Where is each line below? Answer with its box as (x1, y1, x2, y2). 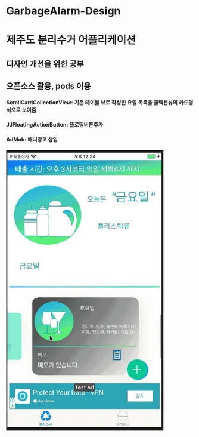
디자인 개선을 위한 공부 (6, 59, 85, 69)
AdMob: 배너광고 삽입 (6, 136, 58, 143)
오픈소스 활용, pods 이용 (6, 81, 91, 91)
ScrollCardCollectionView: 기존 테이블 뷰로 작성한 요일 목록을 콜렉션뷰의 (6, 99, 178, 106)
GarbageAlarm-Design (6, 4, 121, 18)
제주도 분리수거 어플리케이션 (6, 33, 136, 47)
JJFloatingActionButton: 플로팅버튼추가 (6, 121, 103, 128)
